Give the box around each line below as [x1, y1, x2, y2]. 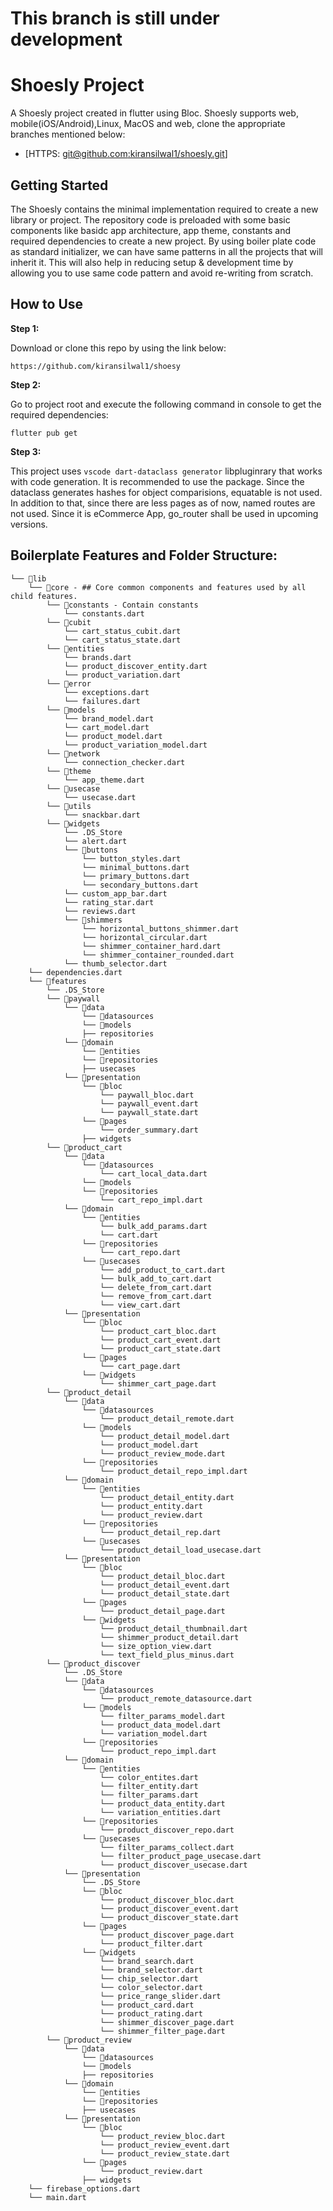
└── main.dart [28, 2192, 87, 2202]
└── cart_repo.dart [99, 1247, 182, 1257]
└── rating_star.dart [63, 897, 155, 907]
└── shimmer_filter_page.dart [99, 2026, 226, 2036]
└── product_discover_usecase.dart [99, 1860, 248, 1870]
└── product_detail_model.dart [99, 1431, 230, 1441]
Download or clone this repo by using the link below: [10, 342, 227, 354]
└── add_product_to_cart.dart [99, 1265, 226, 1275]
